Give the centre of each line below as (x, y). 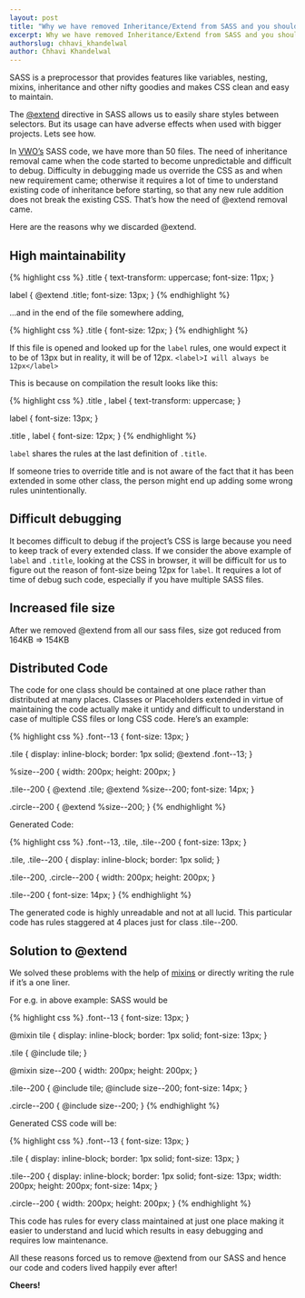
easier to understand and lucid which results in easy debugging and (136, 1231)
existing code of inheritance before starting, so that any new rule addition (147, 190)
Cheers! (25, 1285)
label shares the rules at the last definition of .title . (108, 453)
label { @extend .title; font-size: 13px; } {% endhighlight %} (120, 295)
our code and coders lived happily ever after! (93, 1268)
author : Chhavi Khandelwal (60, 52)
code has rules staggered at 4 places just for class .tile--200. (124, 923)
